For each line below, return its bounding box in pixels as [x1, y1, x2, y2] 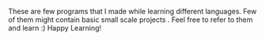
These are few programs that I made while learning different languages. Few [8, 7, 257, 16]
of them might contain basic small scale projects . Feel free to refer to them [8, 15, 253, 24]
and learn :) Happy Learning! [8, 24, 102, 32]
